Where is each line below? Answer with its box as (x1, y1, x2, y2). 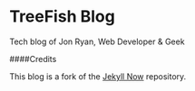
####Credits (9, 53, 57, 64)
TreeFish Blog (9, 6, 115, 27)
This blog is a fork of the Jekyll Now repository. (9, 70, 187, 82)
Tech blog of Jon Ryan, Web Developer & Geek (9, 36, 185, 47)
